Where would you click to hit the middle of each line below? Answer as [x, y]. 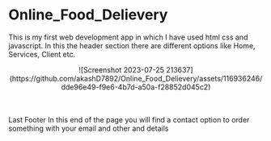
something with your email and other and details [89, 128]
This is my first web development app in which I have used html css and [128, 37]
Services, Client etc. [42, 54]
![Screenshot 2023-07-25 [121, 69]
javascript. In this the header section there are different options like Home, [132, 45]
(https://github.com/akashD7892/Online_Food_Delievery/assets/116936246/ [136, 78]
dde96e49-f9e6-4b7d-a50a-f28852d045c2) [136, 87]
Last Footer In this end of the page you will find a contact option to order [129, 119]
